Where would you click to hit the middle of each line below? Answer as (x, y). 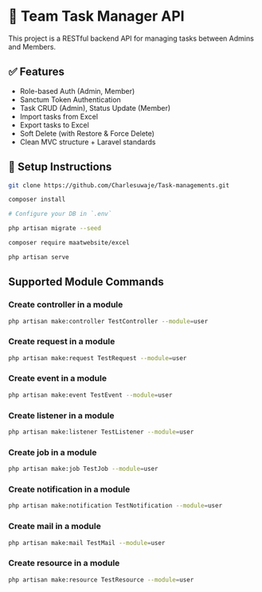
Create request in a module (62, 342)
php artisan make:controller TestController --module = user (108, 321)
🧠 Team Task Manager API (96, 16)
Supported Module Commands (86, 282)
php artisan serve (39, 257)
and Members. (32, 46)
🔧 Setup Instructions (60, 167)
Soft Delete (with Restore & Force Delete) (87, 133)
